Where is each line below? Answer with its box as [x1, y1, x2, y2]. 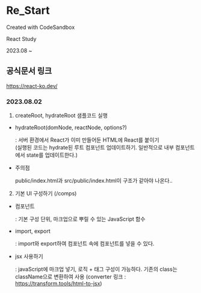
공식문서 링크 [6, 66, 52, 76]
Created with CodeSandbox [6, 24, 75, 31]
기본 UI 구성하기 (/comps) [14, 190, 77, 197]
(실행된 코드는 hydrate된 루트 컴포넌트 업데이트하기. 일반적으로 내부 [14, 144, 175, 151]
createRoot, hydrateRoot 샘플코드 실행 [14, 112, 108, 119]
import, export [14, 227, 51, 235]
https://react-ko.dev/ [6, 82, 58, 89]
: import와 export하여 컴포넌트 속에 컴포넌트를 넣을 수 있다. [14, 240, 155, 247]
